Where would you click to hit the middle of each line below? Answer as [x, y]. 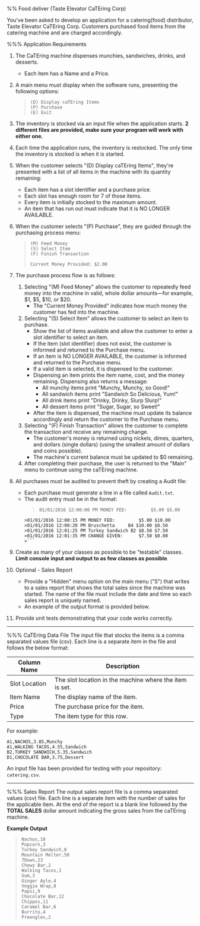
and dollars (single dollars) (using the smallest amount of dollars [112, 444]
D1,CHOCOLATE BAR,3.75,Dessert [45, 757]
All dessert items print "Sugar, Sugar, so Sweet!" [101, 407]
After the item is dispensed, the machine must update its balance [112, 413]
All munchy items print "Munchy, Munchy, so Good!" [106, 388]
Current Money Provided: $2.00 [69, 264]
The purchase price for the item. [100, 707]
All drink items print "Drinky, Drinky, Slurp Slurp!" [102, 400]
